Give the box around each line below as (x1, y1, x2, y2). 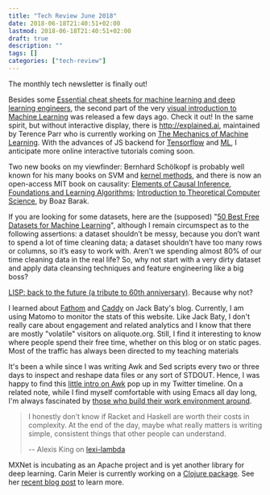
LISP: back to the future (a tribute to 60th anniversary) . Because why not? (8, 287, 254, 297)
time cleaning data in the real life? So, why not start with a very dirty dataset (8, 254, 261, 264)
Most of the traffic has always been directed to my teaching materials (8, 346, 239, 355)
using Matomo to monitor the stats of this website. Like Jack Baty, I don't (8, 312, 251, 321)
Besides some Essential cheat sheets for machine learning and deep (8, 94, 235, 104)
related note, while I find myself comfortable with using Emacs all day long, (8, 387, 258, 396)
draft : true (8, 34, 48, 43)
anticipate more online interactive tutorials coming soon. (8, 146, 195, 156)
